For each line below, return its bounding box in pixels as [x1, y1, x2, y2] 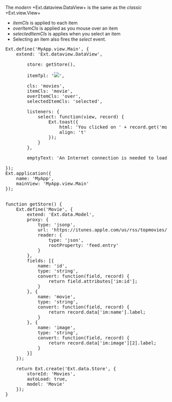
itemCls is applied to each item [12, 20, 78, 26]
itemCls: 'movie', [27, 88, 73, 94]
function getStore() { [5, 202, 62, 207]
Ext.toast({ [48, 119, 78, 125]
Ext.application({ [5, 171, 52, 176]
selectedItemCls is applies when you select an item [12, 31, 121, 36]
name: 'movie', [37, 294, 76, 300]
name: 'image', [37, 325, 76, 331]
